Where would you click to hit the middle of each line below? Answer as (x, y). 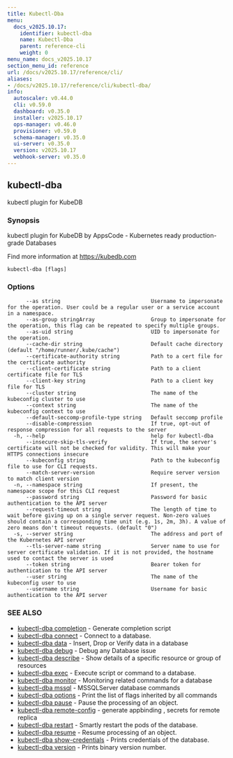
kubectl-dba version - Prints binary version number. (92, 747)
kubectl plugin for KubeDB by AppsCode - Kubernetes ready (94, 235)
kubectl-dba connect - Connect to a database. (84, 636)
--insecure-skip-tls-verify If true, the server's (121, 442)
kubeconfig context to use (46, 412)
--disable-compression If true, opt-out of (118, 424)
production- (200, 235)
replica (27, 717)
